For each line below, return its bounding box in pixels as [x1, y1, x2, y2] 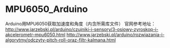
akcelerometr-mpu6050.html [5, 31, 66, 37]
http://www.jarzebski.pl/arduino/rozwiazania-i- [66, 31, 165, 37]
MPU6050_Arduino [5, 3, 88, 15]
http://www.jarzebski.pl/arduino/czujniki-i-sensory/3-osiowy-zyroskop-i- [5, 26, 159, 32]
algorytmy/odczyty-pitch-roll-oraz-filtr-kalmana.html [5, 36, 116, 43]
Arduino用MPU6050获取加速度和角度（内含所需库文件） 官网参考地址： [5, 20, 156, 26]
